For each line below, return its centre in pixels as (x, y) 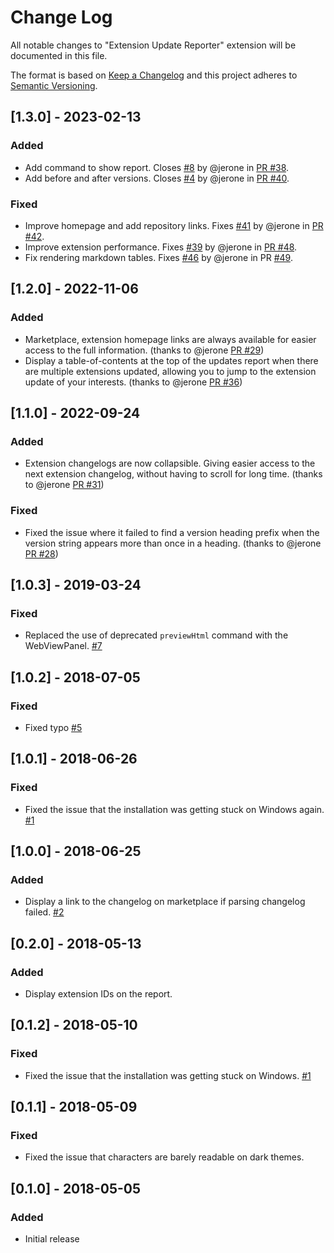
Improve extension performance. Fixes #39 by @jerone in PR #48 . (161, 247)
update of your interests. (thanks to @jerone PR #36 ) (133, 382)
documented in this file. (59, 55)
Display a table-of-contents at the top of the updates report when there (171, 360)
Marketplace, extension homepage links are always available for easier (170, 339)
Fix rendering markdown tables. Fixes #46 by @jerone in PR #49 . (158, 257)
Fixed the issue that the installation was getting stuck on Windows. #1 (168, 1075)
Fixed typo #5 (53, 727)
